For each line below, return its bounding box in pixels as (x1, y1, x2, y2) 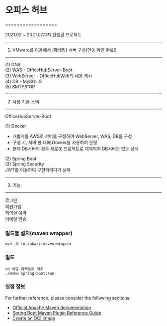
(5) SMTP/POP (5, 83, 35, 90)
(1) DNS (5, 61, 21, 67)
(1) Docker (5, 123, 26, 129)
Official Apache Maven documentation (12, 305, 91, 311)
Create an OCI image (12, 315, 56, 321)
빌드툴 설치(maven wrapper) (5, 230, 73, 237)
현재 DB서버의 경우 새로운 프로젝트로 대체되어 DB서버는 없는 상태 (12, 146, 139, 152)
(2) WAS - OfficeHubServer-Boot (5, 67, 73, 73)
